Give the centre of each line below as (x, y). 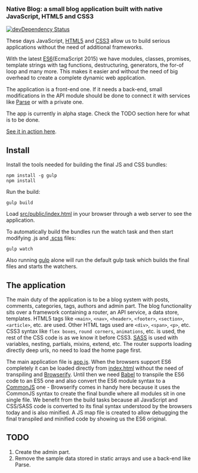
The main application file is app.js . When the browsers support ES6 (89, 361)
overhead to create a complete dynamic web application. (76, 78)
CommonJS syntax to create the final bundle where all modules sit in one (96, 393)
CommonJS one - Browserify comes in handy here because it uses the (93, 387)
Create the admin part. (42, 452)
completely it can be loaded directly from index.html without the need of (95, 368)
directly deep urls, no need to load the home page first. (74, 350)
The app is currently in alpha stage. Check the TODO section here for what (98, 114)
